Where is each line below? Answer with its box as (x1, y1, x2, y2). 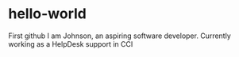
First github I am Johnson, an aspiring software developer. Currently (8, 31, 232, 40)
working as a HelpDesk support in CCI (8, 39, 133, 48)
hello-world (8, 5, 87, 23)
